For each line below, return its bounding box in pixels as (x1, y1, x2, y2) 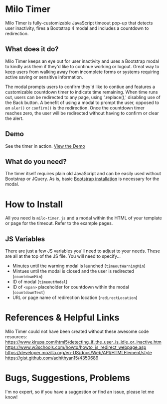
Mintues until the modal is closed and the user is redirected (12, 268, 135, 274)
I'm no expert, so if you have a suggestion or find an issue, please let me (5, 389, 155, 395)
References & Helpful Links (5, 312, 120, 323)
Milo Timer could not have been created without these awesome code (5, 328, 149, 334)
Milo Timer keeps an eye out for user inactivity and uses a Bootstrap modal (5, 58, 160, 64)
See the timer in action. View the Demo (5, 143, 86, 149)
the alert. (5, 115, 24, 121)
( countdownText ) (12, 290, 45, 296)
